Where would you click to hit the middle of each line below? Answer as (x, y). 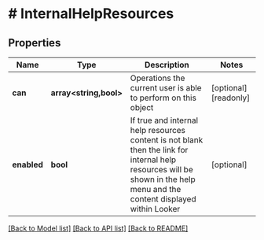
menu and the (156, 189)
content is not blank (167, 140)
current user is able (166, 88)
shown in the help (163, 179)
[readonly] (231, 98)
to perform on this (163, 98)
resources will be (162, 170)
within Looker (155, 209)
